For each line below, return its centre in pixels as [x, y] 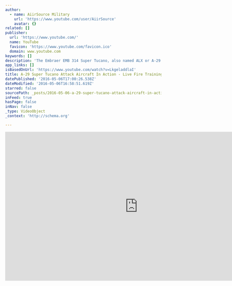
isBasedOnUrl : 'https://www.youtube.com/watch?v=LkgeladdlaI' [71, 70]
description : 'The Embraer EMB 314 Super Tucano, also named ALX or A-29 [83, 61]
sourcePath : [17, 93]
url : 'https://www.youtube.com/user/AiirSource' [65, 19]
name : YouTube [24, 42]
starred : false [21, 88]
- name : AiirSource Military [40, 14]
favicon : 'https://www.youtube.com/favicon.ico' [61, 47]
